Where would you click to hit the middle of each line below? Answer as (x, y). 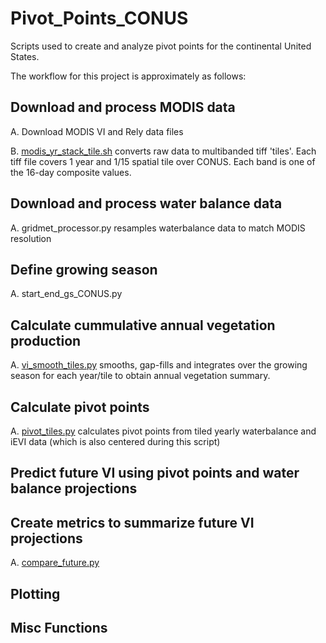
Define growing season (84, 269)
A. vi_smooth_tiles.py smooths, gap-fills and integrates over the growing (159, 365)
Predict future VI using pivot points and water (155, 473)
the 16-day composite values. (71, 172)
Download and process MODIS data (123, 107)
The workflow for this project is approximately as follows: (128, 76)
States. (25, 56)
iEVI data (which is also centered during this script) (115, 441)
